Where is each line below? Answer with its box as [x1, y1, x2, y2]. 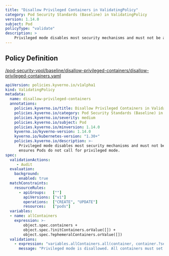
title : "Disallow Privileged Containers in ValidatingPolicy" [5, 7, 138, 13]
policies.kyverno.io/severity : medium [14, 115, 96, 120]
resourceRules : [14, 185, 46, 190]
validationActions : [10, 157, 51, 162]
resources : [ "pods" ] [23, 204, 71, 209]
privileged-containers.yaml [5, 72, 61, 78]
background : [14, 172, 39, 177]
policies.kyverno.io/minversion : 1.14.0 [14, 124, 100, 130]
